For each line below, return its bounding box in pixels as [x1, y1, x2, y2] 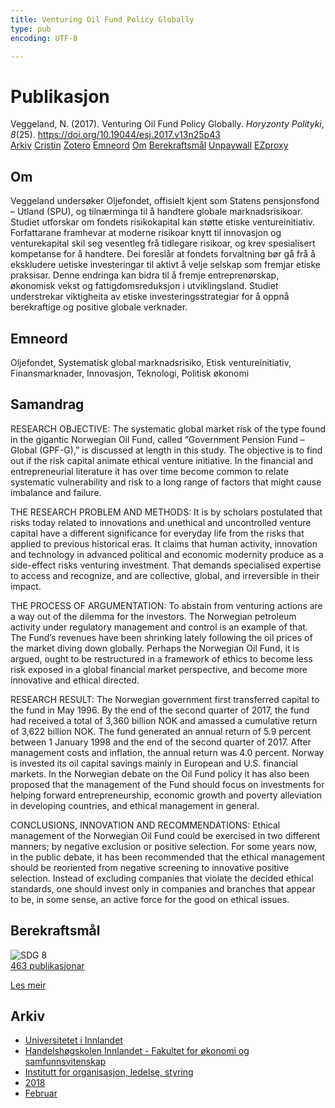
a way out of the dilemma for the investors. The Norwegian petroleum [10, 610, 297, 622]
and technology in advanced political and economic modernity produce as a [10, 548, 324, 560]
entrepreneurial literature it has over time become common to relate [10, 465, 289, 477]
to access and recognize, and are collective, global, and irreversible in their [10, 569, 320, 581]
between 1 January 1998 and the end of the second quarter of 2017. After [10, 736, 312, 748]
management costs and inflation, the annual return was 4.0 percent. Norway [10, 746, 325, 758]
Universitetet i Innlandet [24, 1034, 123, 1046]
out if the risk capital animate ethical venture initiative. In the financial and [10, 454, 313, 466]
